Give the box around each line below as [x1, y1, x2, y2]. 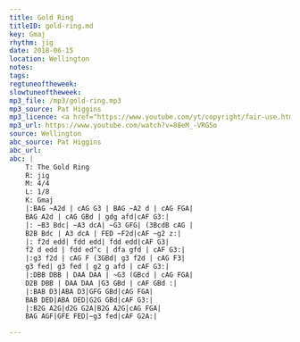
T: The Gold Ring [25, 163, 90, 171]
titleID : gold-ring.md [9, 21, 94, 30]
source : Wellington [9, 129, 82, 138]
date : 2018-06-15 [9, 46, 74, 55]
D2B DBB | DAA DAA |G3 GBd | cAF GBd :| [25, 279, 178, 288]
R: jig [25, 171, 50, 179]
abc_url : [9, 146, 42, 154]
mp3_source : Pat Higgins [9, 104, 102, 113]
